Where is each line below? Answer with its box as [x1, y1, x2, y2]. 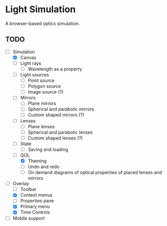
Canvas [20, 54, 37, 61]
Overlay [12, 181, 30, 187]
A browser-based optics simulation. [5, 20, 80, 26]
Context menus [20, 192, 52, 198]
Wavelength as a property [27, 66, 82, 72]
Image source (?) [27, 89, 64, 95]
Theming [27, 158, 47, 164]
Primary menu [20, 204, 50, 210]
